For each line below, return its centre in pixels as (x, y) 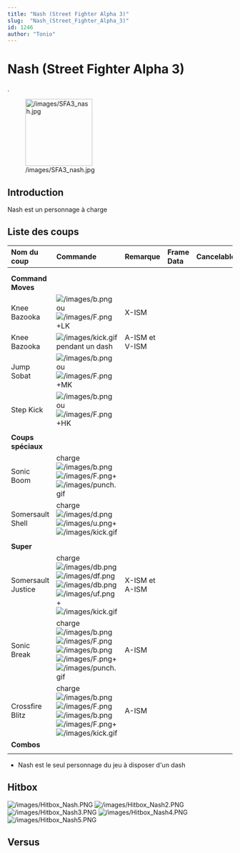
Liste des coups (44, 232)
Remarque (142, 256)
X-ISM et (140, 580)
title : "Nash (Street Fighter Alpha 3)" (69, 14)
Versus (24, 843)
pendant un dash (84, 346)
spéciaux (27, 446)
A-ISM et (140, 337)
